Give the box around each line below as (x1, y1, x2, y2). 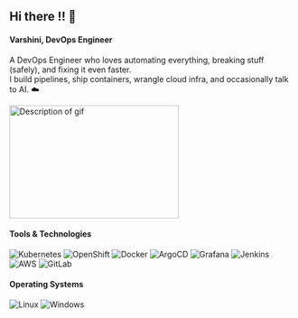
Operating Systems (9, 279, 84, 290)
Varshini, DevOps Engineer (9, 33, 113, 45)
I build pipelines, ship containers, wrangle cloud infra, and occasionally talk (9, 73, 289, 84)
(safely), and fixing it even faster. (9, 64, 132, 75)
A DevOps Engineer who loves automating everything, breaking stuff (9, 54, 265, 65)
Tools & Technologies (9, 229, 92, 239)
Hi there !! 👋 (9, 9, 77, 24)
